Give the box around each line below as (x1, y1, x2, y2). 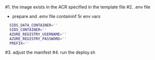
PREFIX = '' (9, 41, 29, 45)
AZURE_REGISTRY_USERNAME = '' (9, 31, 67, 37)
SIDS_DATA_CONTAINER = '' (9, 23, 58, 28)
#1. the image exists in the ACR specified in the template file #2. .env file (5, 4, 151, 10)
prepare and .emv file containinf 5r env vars (12, 14, 101, 19)
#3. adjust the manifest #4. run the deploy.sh (5, 49, 95, 55)
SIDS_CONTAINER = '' (9, 27, 47, 32)
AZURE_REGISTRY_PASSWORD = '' (9, 36, 67, 41)
